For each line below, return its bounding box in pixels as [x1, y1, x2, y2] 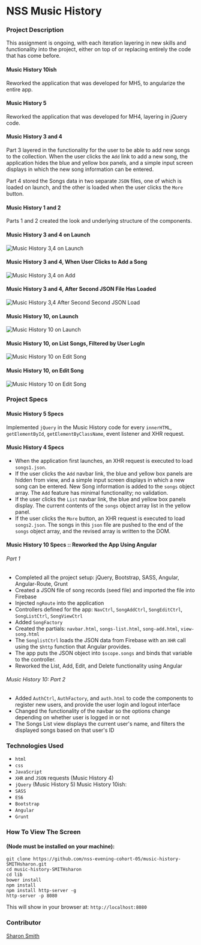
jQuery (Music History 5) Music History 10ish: [14, 781, 127, 788]
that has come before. [6, 52, 61, 60]
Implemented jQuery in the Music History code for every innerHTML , [6, 423, 172, 431]
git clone [6, 856, 31, 862]
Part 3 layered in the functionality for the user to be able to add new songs [6, 146, 190, 154]
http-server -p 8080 [6, 893, 58, 899]
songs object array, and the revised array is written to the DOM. [14, 527, 171, 534]
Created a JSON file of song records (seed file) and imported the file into [14, 586, 195, 593]
